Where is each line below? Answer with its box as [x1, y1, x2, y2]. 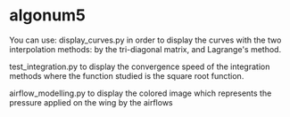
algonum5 [9, 5, 87, 26]
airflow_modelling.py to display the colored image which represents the [9, 88, 272, 98]
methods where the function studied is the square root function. [9, 70, 244, 81]
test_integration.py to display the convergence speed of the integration [9, 61, 270, 72]
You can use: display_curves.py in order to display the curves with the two [9, 35, 282, 45]
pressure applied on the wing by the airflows [9, 97, 173, 107]
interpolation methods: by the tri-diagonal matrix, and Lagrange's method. [9, 43, 282, 54]
